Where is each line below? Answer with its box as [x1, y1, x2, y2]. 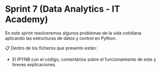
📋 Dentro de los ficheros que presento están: [5, 45, 97, 51]
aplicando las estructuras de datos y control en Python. [5, 35, 116, 41]
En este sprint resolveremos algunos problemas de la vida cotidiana [5, 30, 142, 36]
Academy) [5, 14, 48, 25]
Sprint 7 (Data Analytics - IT [5, 3, 120, 15]
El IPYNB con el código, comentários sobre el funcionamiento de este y [12, 56, 157, 62]
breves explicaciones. [12, 61, 56, 67]
